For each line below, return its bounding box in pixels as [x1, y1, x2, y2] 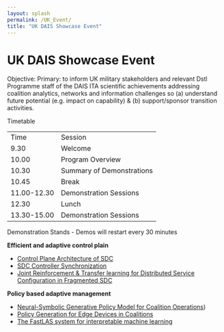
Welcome [60, 144, 92, 153]
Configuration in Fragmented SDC [16, 277, 113, 285]
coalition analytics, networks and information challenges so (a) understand [7, 90, 218, 98]
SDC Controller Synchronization [16, 261, 107, 270]
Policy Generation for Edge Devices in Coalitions [16, 310, 154, 318]
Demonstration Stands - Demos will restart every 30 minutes [7, 228, 178, 236]
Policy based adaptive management [7, 290, 111, 298]
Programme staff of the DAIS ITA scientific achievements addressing [7, 82, 200, 90]
